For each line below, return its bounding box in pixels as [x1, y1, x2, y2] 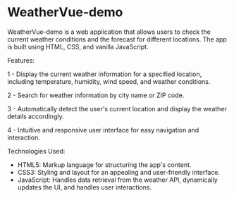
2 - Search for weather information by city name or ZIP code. [7, 91, 185, 99]
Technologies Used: [7, 147, 66, 155]
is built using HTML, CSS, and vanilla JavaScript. [7, 42, 149, 51]
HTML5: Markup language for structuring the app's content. [17, 160, 192, 169]
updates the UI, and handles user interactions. [17, 182, 152, 191]
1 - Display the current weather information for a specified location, [7, 70, 202, 78]
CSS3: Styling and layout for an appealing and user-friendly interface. [17, 168, 221, 176]
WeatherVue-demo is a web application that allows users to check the [7, 27, 211, 36]
